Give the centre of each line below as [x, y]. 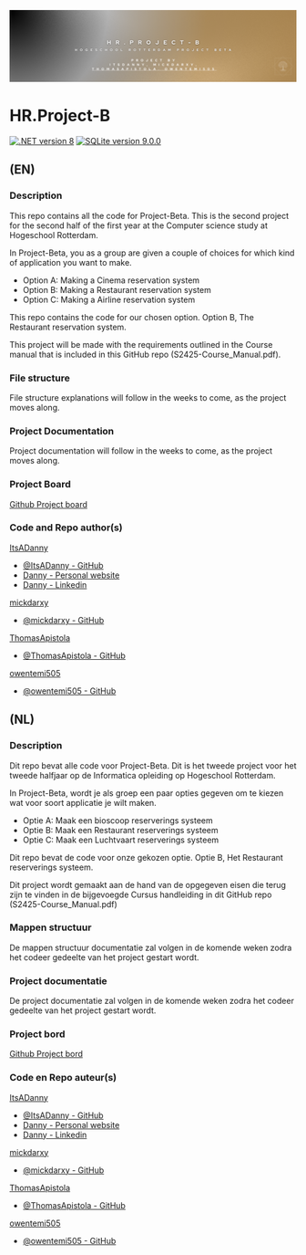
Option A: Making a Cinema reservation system [111, 280]
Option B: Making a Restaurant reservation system [117, 289]
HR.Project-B [60, 116]
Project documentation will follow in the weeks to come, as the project [141, 451]
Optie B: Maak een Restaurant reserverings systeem [120, 830]
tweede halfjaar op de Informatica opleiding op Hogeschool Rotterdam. [143, 775]
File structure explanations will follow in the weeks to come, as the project [148, 397]
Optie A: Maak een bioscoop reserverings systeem [118, 820]
